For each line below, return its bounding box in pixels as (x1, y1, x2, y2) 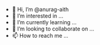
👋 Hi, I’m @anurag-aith (12, 6, 69, 13)
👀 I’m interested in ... (12, 12, 64, 19)
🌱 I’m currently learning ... (12, 19, 77, 26)
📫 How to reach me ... (12, 32, 68, 39)
